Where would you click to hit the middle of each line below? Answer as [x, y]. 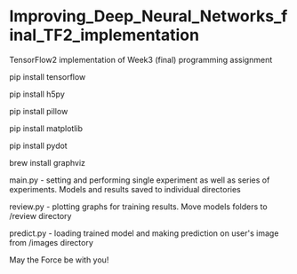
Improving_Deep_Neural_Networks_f [148, 16]
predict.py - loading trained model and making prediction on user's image [144, 233]
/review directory [40, 215]
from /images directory [51, 242]
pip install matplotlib [46, 128]
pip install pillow [39, 111]
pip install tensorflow [48, 76]
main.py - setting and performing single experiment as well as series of [140, 180]
